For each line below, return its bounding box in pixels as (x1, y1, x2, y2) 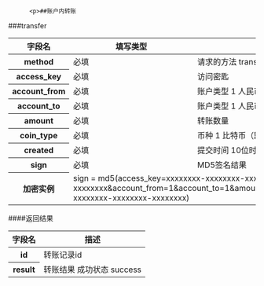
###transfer (8, 21, 47, 30)
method (24, 56, 54, 67)
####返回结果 (8, 214, 53, 222)
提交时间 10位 (196, 145, 250, 156)
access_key (16, 71, 61, 82)
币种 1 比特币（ (196, 130, 254, 141)
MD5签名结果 (196, 159, 247, 170)
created (24, 145, 54, 156)
